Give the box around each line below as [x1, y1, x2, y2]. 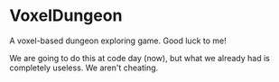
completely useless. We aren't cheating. [9, 62, 159, 73]
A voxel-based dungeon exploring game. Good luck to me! [9, 35, 228, 46]
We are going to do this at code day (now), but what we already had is [9, 52, 271, 63]
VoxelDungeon [9, 5, 123, 26]
